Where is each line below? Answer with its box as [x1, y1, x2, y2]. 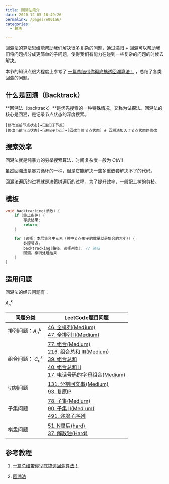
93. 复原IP [47, 388, 72, 395]
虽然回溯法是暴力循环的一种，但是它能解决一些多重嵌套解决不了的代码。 [5, 167, 155, 174]
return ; [23, 222, 39, 227]
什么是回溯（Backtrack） [5, 91, 84, 99]
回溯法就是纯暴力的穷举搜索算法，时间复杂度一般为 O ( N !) [5, 157, 124, 163]
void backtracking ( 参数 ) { [5, 208, 60, 213]
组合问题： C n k [8, 355, 43, 364]
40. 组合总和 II [47, 364, 81, 371]
